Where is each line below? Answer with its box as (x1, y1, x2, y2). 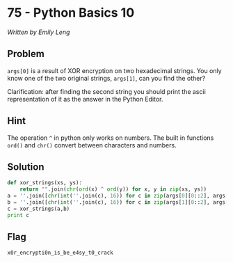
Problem (7, 48, 45, 60)
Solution (7, 161, 45, 173)
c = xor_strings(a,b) (7, 205, 70, 212)
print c (7, 212, 30, 218)
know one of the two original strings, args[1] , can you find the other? (7, 74, 206, 82)
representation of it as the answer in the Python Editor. (7, 95, 163, 103)
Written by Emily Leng (7, 28, 70, 36)
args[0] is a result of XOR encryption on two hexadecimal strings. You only (7, 66, 222, 74)
